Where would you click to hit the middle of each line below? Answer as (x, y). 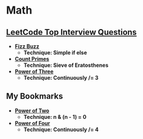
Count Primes (32, 59)
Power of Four (32, 123)
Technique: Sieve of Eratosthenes (66, 65)
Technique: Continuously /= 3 (61, 78)
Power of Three (34, 71)
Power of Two (32, 111)
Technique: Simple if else (55, 53)
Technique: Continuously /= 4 (61, 129)
